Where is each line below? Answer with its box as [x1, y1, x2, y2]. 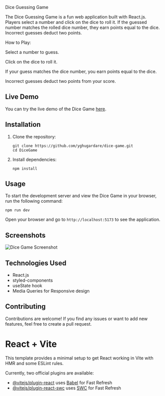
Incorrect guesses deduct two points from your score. [5, 78, 116, 84]
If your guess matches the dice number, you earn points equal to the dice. [5, 68, 157, 74]
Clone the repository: [12, 133, 56, 139]
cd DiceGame [12, 147, 37, 153]
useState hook [12, 283, 42, 289]
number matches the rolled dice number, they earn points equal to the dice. [5, 24, 160, 30]
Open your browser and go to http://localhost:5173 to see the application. [5, 217, 161, 223]
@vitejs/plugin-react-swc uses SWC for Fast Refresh [12, 385, 121, 391]
